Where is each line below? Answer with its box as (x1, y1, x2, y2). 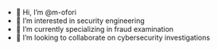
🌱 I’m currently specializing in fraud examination (15, 25, 173, 33)
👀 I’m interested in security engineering (15, 16, 145, 25)
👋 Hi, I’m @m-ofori (15, 8, 77, 17)
